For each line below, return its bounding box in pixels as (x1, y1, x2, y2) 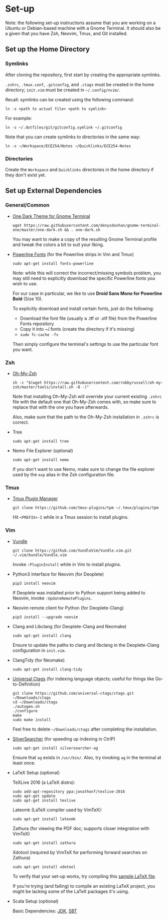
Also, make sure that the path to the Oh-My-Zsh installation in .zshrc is (12, 414, 159, 420)
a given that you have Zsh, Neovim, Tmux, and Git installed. (5, 30, 128, 36)
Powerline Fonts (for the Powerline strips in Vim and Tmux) (12, 251, 134, 257)
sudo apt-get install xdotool (12, 864, 76, 870)
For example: (5, 115, 33, 121)
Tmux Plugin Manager (12, 496, 58, 502)
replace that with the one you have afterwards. (12, 404, 109, 410)
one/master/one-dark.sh (12, 227, 63, 232)
